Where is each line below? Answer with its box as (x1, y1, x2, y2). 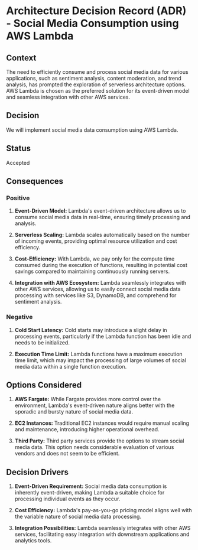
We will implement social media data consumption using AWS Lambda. (6, 126, 178, 134)
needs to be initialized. (14, 339, 70, 346)
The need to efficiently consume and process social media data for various (6, 69, 189, 75)
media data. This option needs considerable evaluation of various (14, 444, 174, 451)
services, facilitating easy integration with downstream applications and (14, 531, 190, 538)
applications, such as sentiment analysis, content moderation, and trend (6, 75, 181, 82)
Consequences (6, 176, 64, 187)
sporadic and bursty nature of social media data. (14, 408, 134, 415)
